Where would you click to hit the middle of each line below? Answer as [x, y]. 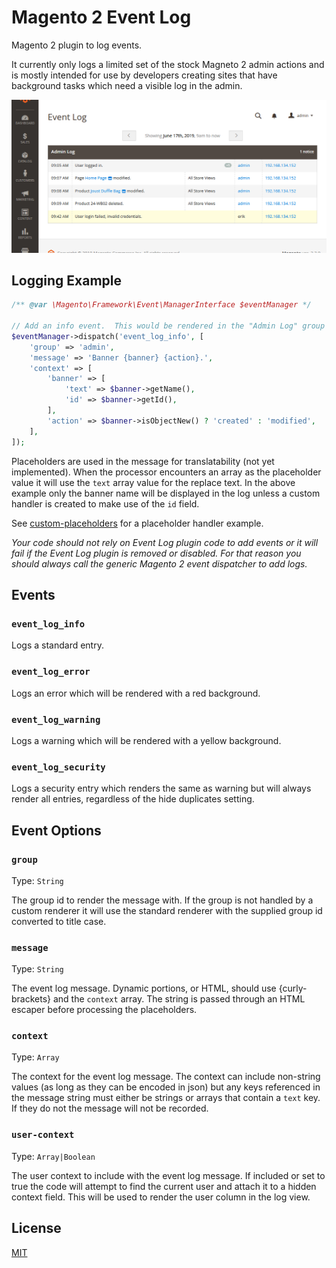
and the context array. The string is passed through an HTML [179, 999]
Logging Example [66, 280]
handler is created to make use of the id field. [105, 503]
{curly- [293, 988]
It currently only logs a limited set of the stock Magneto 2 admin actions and [168, 64]
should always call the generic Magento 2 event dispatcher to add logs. [159, 563]
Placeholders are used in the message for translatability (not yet [143, 461]
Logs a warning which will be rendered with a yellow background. [146, 740]
